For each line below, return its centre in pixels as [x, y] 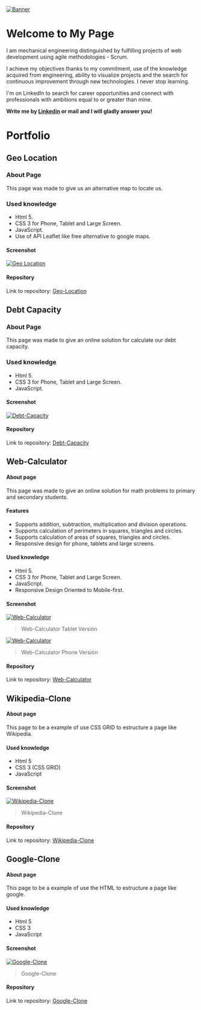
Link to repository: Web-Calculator [49, 680]
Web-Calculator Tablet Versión [59, 629]
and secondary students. [37, 497]
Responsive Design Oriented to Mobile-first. [70, 590]
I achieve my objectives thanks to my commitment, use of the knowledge [97, 68]
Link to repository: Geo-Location [47, 291]
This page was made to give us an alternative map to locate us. [85, 188]
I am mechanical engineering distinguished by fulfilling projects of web [94, 50]
